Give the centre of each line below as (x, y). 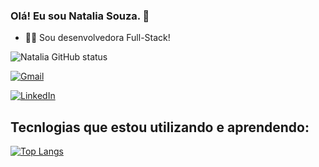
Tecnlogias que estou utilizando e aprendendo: (160, 127)
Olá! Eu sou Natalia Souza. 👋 (80, 16)
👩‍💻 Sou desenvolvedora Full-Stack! (97, 38)
